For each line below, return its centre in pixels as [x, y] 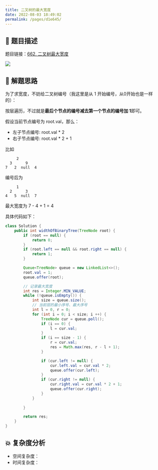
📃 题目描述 [21, 41]
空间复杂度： [26, 456]
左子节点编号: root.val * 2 [38, 132]
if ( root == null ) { [45, 235]
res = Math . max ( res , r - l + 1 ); [85, 347]
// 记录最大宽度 [38, 286]
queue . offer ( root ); [44, 277]
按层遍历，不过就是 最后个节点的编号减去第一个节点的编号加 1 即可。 [75, 111]
